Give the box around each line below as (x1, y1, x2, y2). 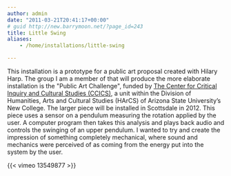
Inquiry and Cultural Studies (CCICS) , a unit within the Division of (7, 89, 192, 97)
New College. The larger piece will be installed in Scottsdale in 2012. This (7, 104, 215, 112)
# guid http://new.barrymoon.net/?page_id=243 (7, 23, 143, 30)
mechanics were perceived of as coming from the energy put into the (7, 141, 204, 148)
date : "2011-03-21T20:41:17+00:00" (7, 17, 110, 23)
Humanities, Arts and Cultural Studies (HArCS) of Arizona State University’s (7, 97, 221, 104)
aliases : (7, 36, 32, 43)
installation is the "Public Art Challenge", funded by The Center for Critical (7, 82, 217, 90)
